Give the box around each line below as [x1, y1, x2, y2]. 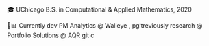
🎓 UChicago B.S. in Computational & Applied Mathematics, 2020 [7, 5, 192, 14]
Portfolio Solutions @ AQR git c [7, 31, 95, 39]
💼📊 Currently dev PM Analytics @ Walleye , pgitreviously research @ [7, 22, 203, 29]
